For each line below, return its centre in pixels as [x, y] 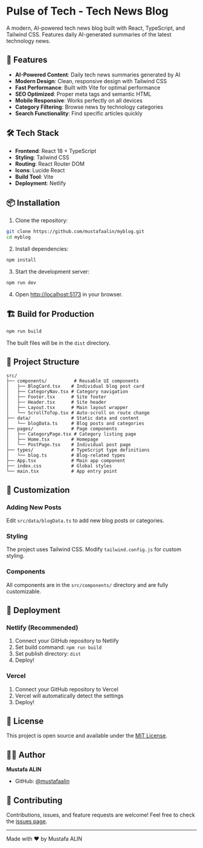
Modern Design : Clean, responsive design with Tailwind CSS [91, 81]
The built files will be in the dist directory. [58, 343]
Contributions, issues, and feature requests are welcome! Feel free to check [101, 815]
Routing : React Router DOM [50, 164]
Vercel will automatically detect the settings [69, 696]
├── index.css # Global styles [59, 466]
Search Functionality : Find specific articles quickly [79, 113]
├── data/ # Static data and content [72, 418]
